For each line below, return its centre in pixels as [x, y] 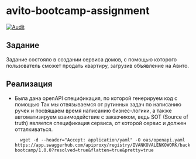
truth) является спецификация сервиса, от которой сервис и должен [100, 123]
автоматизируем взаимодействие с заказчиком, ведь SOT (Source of [101, 117]
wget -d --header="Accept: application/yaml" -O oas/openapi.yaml [103, 140]
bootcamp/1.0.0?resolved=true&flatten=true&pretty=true [84, 150]
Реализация [29, 84]
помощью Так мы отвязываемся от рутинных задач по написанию [98, 104]
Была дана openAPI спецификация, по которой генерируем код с [96, 98]
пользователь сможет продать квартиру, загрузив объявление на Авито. [97, 65]
